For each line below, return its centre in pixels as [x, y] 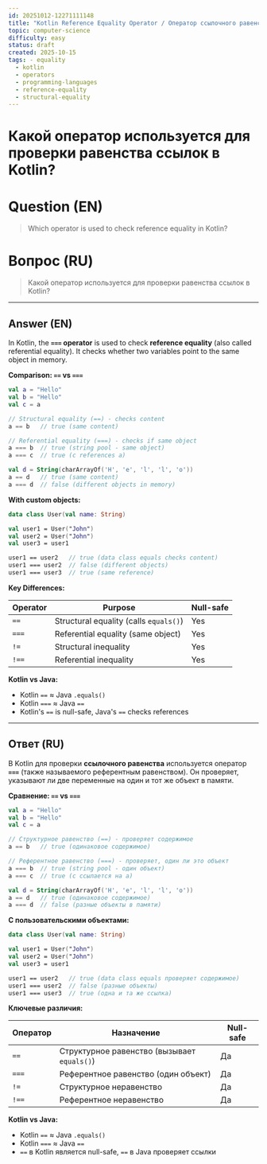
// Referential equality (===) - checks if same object [103, 441]
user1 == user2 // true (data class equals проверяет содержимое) [124, 978]
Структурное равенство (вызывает [128, 1051]
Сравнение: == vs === [44, 796]
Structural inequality [92, 647]
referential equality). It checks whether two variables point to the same [124, 352]
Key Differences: [37, 588]
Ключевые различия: [46, 1008]
